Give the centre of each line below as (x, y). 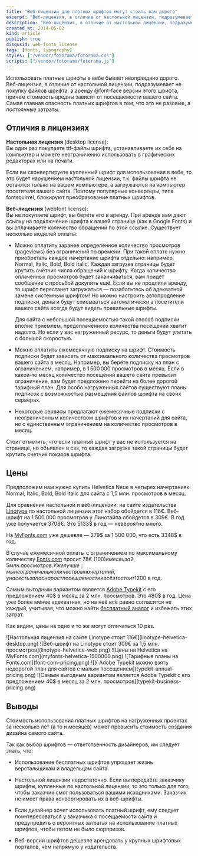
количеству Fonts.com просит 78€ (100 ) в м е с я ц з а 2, (71, 559)
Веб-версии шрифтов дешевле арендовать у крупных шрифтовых (98, 840)
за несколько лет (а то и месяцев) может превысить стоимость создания (99, 727)
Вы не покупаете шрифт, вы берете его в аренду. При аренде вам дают (96, 215)
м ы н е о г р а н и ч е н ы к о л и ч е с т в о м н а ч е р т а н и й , (61, 572)
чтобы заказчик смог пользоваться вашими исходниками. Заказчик (100, 792)
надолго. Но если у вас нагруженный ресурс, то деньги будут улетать (103, 332)
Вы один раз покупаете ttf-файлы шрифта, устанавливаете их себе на (94, 148)
